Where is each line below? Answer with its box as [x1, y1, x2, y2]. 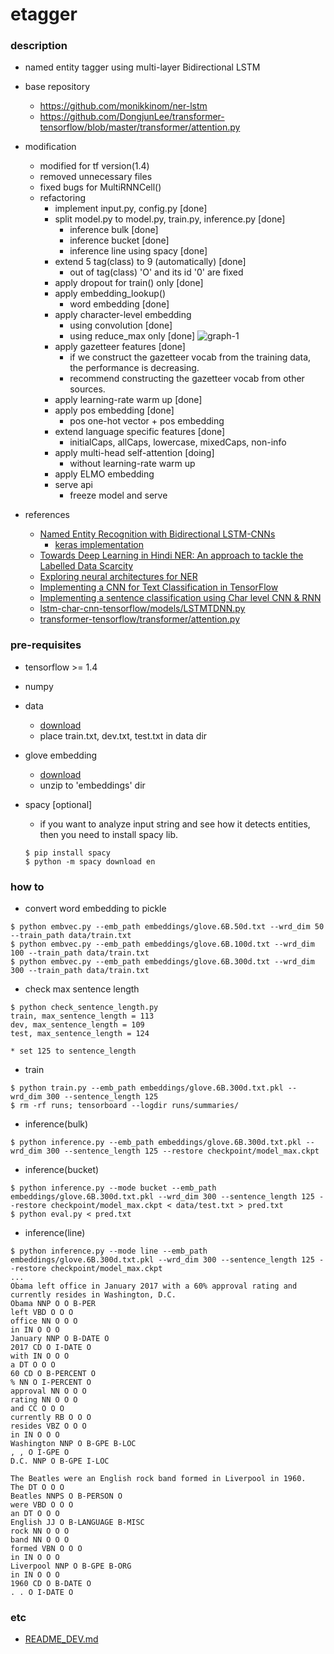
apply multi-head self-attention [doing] [54, 447, 215, 459]
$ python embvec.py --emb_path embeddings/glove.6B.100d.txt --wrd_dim [10, 939, 315, 950]
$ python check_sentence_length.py [10, 1003, 159, 1013]
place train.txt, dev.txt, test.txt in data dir [39, 729, 208, 742]
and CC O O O [10, 1404, 65, 1414]
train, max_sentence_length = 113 [10, 1011, 155, 1022]
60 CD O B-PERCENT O [10, 1369, 97, 1379]
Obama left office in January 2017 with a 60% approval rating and [10, 1281, 298, 1292]
